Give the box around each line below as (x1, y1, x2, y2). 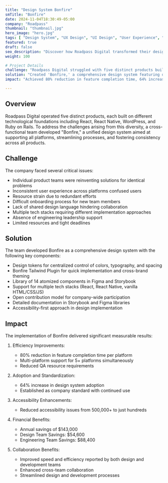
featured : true (5, 40, 37, 45)
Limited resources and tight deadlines (12, 220, 90, 226)
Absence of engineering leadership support (12, 214, 102, 220)
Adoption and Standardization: (12, 372, 75, 378)
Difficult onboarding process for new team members (12, 198, 121, 204)
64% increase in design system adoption (19, 382, 104, 388)
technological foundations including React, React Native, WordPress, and (5, 118, 156, 124)
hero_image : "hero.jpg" (5, 31, 55, 36)
